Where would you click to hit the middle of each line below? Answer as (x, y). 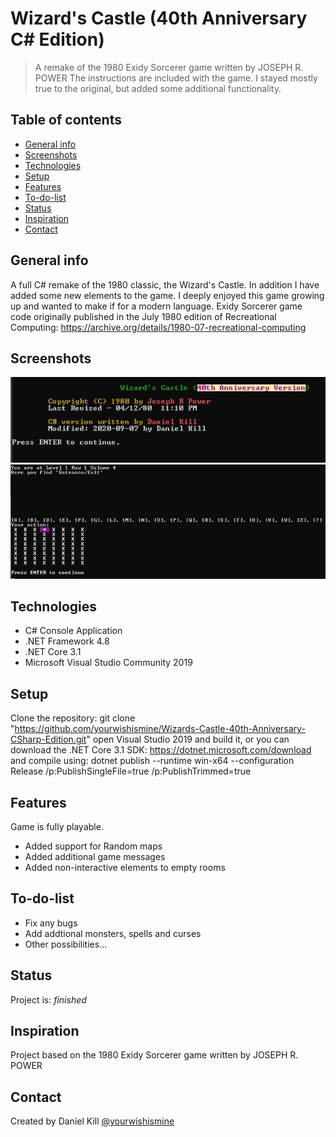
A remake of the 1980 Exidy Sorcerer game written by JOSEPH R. (169, 67)
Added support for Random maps (93, 846)
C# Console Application (73, 631)
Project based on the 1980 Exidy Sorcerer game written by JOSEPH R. (154, 1055)
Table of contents (66, 120)
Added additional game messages (95, 856)
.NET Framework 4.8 (67, 641)
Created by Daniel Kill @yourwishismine (92, 1121)
